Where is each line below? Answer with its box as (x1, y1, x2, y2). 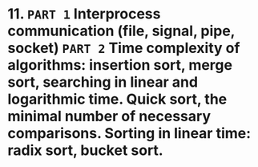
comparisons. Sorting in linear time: (7, 124, 252, 143)
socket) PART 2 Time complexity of (7, 39, 240, 57)
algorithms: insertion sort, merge (7, 56, 233, 75)
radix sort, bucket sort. (7, 141, 163, 160)
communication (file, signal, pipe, (7, 22, 236, 40)
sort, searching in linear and (7, 73, 198, 92)
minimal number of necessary (7, 108, 212, 125)
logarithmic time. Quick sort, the (7, 90, 228, 108)
